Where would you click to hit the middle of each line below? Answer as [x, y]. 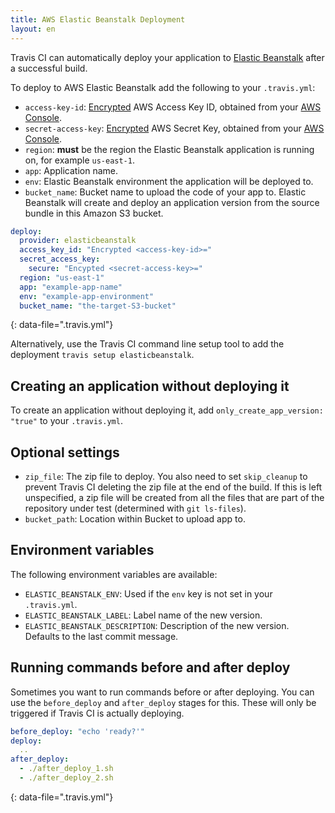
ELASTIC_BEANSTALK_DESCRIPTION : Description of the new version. [157, 625]
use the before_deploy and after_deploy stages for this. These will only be [163, 702]
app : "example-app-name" [71, 287]
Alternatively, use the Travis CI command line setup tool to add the [147, 344]
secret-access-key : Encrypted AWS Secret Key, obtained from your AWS [174, 128]
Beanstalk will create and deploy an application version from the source [172, 202]
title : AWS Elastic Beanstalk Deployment [98, 19]
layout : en [33, 29]
